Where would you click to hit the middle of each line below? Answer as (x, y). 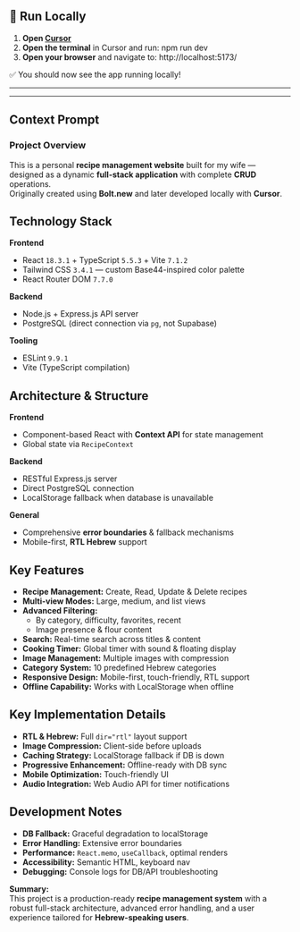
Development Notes (66, 812)
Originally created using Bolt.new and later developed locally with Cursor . (146, 193)
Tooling (24, 341)
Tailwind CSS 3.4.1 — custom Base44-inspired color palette (133, 270)
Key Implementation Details (88, 715)
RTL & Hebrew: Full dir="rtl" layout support (104, 736)
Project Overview (48, 146)
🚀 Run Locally (48, 17)
